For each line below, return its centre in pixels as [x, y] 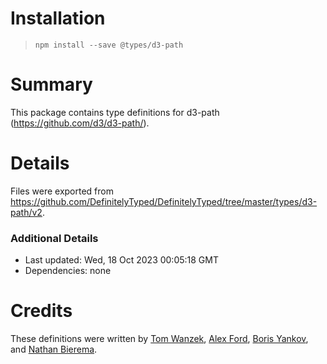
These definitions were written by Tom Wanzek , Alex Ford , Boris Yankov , [159, 339]
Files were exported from [62, 191]
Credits [41, 311]
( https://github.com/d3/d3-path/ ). [80, 123]
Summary [51, 84]
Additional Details [54, 238]
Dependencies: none [68, 271]
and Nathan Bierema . [54, 349]
